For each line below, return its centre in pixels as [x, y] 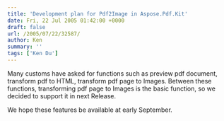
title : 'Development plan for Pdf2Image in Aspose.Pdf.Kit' [98, 14]
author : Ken [25, 40]
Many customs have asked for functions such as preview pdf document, [112, 73]
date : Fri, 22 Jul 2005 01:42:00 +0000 [66, 21]
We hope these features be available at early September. [90, 110]
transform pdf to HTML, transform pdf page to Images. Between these [110, 81]
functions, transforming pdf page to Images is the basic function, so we [111, 88]
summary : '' [25, 47]
